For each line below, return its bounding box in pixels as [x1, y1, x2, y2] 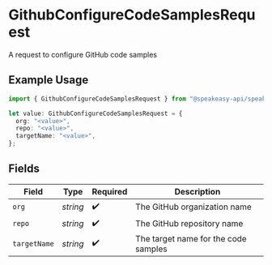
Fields [8, 162, 40, 176]
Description [174, 186, 221, 197]
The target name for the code [134, 233, 247, 244]
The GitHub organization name [134, 201, 253, 212]
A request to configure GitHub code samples [8, 49, 158, 59]
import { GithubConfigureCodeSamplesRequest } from [8, 95, 186, 103]
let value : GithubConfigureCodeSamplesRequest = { [8, 109, 183, 118]
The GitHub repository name [134, 218, 244, 229]
